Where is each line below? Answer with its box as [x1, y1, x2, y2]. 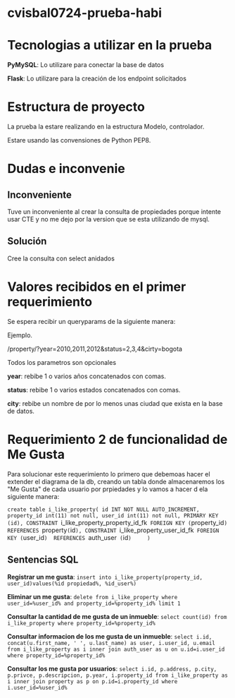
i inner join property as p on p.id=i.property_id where [7, 678, 178, 685]
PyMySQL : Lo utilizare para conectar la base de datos [7, 61, 164, 69]
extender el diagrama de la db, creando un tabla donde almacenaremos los [7, 477, 225, 486]
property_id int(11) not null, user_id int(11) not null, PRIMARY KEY [7, 512, 219, 519]
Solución [7, 235, 47, 248]
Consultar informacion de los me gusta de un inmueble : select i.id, [7, 632, 212, 640]
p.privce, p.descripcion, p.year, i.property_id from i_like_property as [7, 672, 229, 679]
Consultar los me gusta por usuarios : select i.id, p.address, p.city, [7, 664, 217, 673]
